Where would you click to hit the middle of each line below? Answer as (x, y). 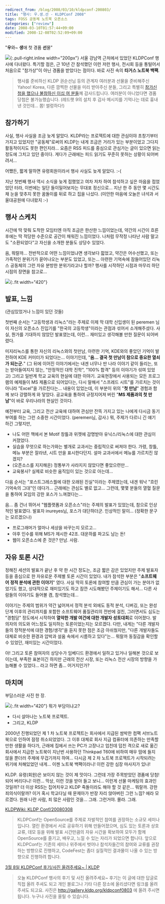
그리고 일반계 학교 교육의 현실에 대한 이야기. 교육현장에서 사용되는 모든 (79, 376)
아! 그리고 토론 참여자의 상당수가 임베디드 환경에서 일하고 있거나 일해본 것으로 (79, 653)
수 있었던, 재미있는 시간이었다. (34, 642)
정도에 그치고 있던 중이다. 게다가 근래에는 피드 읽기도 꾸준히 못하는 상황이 (75, 154)
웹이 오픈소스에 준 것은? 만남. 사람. (46, 540)
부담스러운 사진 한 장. (25, 695)
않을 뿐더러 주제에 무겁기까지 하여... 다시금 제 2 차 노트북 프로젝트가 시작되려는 (81, 758)
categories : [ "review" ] (30, 24)
